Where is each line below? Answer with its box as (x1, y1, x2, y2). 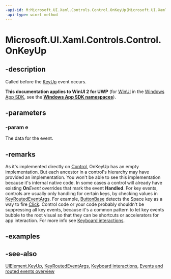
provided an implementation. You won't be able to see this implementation (5, 174, 161, 180)
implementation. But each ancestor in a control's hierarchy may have (5, 169, 149, 175)
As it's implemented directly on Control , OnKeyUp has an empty (5, 164, 139, 169)
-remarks (5, 150, 36, 159)
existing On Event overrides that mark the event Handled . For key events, (5, 185, 158, 191)
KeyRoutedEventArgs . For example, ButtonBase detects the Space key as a (5, 196, 163, 202)
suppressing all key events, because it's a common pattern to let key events (5, 207, 164, 212)
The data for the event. (5, 135, 53, 141)
